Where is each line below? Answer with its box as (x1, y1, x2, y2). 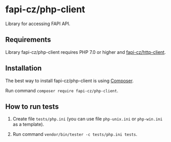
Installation (5, 64, 42, 73)
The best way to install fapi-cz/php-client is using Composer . (5, 77, 134, 84)
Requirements (5, 35, 51, 44)
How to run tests (5, 102, 59, 111)
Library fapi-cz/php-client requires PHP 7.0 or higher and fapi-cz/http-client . (5, 49, 166, 55)
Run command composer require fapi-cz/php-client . (5, 87, 118, 93)
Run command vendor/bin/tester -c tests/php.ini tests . (12, 131, 138, 137)
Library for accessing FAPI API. (5, 21, 70, 27)
